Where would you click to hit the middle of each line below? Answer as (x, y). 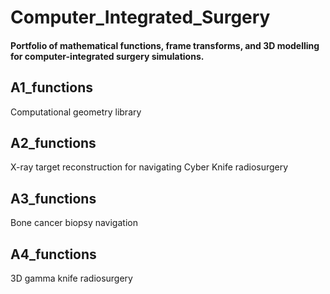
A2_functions (53, 142)
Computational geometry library (76, 112)
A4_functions (53, 254)
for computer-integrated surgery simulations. (107, 56)
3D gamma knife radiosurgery (71, 278)
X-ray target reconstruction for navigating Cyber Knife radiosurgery (149, 167)
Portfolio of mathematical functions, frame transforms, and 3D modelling (165, 45)
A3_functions (53, 198)
